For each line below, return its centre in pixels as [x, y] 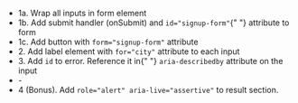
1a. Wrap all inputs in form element [82, 13]
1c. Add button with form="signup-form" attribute [108, 42]
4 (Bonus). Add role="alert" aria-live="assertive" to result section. [148, 90]
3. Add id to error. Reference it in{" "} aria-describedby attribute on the [150, 61]
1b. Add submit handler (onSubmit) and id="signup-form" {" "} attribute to [154, 23]
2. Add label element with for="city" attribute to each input [129, 51]
